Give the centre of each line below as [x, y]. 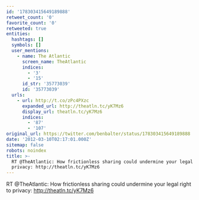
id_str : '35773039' [46, 84]
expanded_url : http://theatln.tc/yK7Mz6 [73, 106]
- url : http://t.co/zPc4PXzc [53, 100]
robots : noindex [26, 150]
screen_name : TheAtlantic [54, 61]
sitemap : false [25, 145]
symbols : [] [27, 45]
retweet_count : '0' [30, 17]
